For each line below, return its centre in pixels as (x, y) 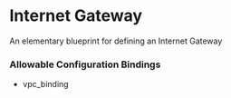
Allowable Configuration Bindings (85, 64)
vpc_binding (46, 84)
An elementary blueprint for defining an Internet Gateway (116, 41)
